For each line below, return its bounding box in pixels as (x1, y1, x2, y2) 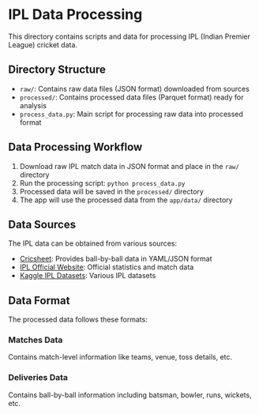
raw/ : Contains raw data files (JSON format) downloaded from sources (19, 84, 250, 93)
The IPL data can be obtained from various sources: (8, 239, 178, 248)
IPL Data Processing (8, 6, 143, 24)
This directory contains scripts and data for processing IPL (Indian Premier (8, 32, 250, 41)
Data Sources (8, 217, 77, 231)
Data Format (8, 294, 70, 307)
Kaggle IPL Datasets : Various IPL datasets (19, 271, 156, 280)
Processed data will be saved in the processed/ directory (19, 186, 204, 196)
